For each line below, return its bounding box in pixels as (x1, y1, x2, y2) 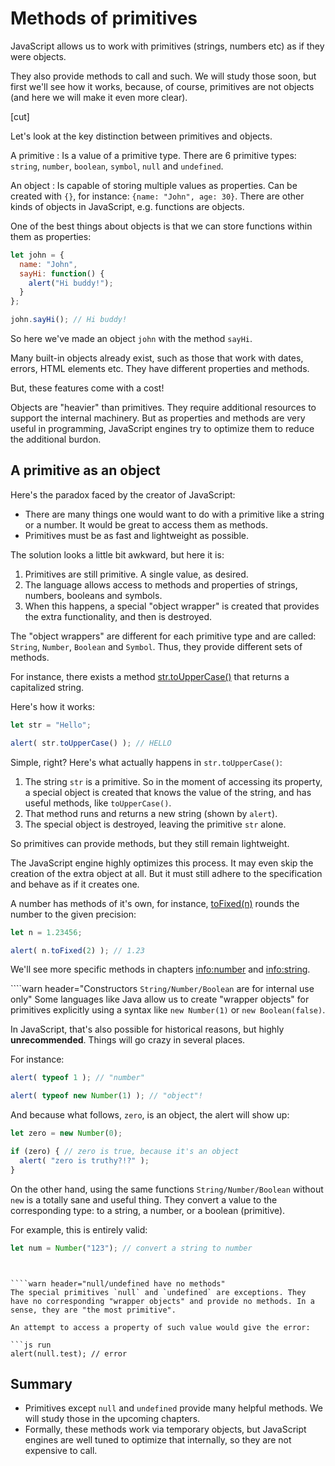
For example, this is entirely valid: (10, 1223, 148, 1236)
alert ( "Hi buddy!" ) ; (28, 278, 114, 288)
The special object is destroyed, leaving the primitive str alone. (24, 818, 287, 830)
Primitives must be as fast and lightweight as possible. (24, 529, 249, 541)
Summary (10, 1375, 73, 1392)
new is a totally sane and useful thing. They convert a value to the (10, 1193, 278, 1206)
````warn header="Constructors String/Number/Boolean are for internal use (10, 983, 315, 995)
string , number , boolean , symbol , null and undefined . (10, 160, 224, 172)
